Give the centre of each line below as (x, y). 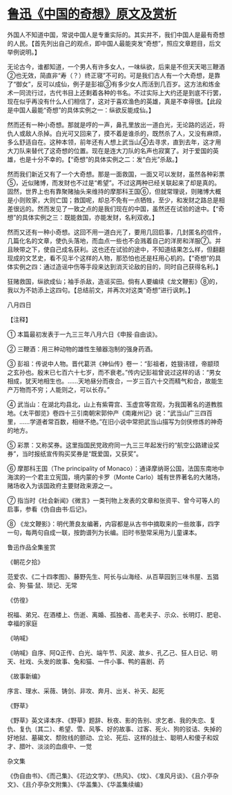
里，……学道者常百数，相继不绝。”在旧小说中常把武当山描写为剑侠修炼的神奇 (115, 421)
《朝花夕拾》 (25, 562)
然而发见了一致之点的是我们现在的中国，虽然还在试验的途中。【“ (128, 208)
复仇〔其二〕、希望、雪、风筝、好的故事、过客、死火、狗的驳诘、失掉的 (120, 729)
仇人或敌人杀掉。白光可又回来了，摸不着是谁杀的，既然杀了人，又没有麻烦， (116, 133)
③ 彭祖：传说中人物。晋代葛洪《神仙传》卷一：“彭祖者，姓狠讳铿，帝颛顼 (113, 364)
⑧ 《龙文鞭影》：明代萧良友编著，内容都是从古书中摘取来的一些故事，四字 (114, 524)
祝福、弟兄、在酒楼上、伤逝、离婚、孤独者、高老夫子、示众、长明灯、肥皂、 (116, 614)
